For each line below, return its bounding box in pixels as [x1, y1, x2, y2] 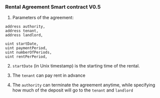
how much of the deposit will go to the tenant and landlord [12, 87, 133, 93]
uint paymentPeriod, [5, 46, 48, 51]
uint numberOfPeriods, [5, 50, 52, 55]
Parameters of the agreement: [12, 15, 74, 21]
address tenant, [5, 29, 39, 33]
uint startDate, [5, 41, 39, 46]
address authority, [5, 24, 46, 29]
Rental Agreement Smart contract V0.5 [5, 3, 101, 10]
